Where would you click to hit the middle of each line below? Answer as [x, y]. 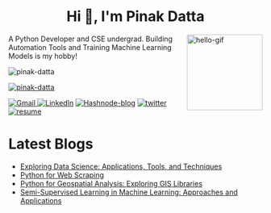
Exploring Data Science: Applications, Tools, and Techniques [121, 166]
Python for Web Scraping [62, 175]
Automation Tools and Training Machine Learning [90, 47]
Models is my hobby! [43, 56]
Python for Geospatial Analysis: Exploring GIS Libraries [111, 183]
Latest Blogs [51, 144]
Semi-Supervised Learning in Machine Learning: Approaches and [129, 192]
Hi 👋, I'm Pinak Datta [135, 17]
